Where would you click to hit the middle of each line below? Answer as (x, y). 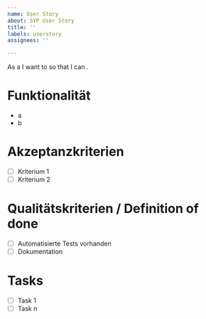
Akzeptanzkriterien (66, 152)
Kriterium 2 (34, 179)
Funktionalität (49, 96)
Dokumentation (40, 252)
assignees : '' (28, 41)
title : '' (22, 27)
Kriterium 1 (33, 171)
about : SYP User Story (41, 21)
